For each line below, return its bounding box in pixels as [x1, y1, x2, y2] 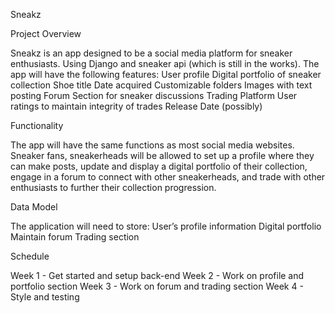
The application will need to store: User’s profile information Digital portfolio [10, 220, 322, 232]
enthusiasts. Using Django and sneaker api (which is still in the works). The [10, 58, 320, 69]
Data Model [10, 201, 58, 213]
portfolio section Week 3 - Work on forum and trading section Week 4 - [10, 280, 304, 292]
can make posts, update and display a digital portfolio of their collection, [10, 160, 308, 172]
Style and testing [10, 291, 80, 303]
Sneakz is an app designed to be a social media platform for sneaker [10, 47, 293, 59]
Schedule [10, 250, 50, 262]
